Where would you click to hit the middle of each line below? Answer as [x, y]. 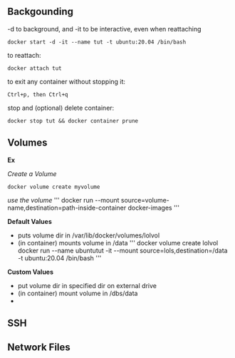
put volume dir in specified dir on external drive [87, 285]
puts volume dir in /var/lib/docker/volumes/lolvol [89, 235]
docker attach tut [35, 68]
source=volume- [145, 200]
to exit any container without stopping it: [67, 81]
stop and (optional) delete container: [61, 108]
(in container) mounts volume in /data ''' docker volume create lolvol [118, 242]
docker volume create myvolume [54, 187]
